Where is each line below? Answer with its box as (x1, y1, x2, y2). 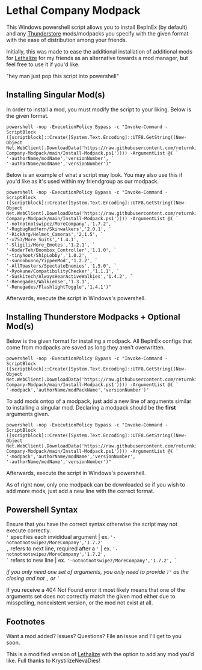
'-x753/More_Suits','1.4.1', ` (6, 236, 85, 242)
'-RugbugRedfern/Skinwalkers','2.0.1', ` (6, 226, 112, 232)
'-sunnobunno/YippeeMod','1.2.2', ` (6, 257, 98, 263)
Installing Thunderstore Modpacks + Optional (6, 312, 180, 322)
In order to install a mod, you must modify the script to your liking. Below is (6, 106, 191, 113)
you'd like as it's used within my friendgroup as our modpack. (6, 177, 159, 185)
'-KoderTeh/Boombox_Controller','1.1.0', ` (6, 247, 117, 253)
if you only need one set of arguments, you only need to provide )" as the (6, 568, 189, 576)
